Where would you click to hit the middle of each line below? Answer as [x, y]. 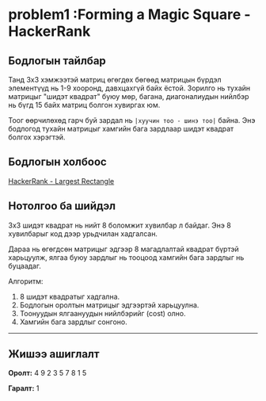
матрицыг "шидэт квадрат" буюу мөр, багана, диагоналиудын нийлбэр [129, 96]
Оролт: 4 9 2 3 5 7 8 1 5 [47, 373]
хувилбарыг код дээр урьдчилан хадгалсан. [83, 233]
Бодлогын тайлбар [57, 61]
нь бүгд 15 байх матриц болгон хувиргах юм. [84, 105]
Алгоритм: [26, 281]
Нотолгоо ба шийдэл [62, 206]
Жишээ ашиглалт [54, 354]
